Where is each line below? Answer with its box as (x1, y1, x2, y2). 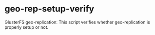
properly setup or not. (4, 24, 49, 30)
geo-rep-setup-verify (4, 3, 95, 14)
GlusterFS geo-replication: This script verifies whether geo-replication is (4, 19, 151, 25)
